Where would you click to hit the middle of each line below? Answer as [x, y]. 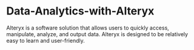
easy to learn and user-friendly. [45, 40]
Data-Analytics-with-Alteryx [80, 11]
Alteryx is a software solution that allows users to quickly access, [88, 28]
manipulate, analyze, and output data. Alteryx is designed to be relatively [97, 34]
